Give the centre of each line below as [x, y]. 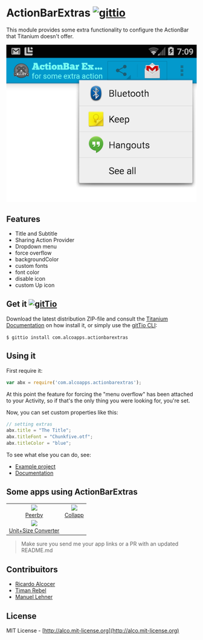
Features [23, 219]
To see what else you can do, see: [49, 455]
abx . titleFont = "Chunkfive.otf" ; [50, 437]
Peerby [34, 515]
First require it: [24, 370]
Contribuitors [32, 569]
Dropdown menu [36, 247]
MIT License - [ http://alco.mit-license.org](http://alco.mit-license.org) [93, 631]
